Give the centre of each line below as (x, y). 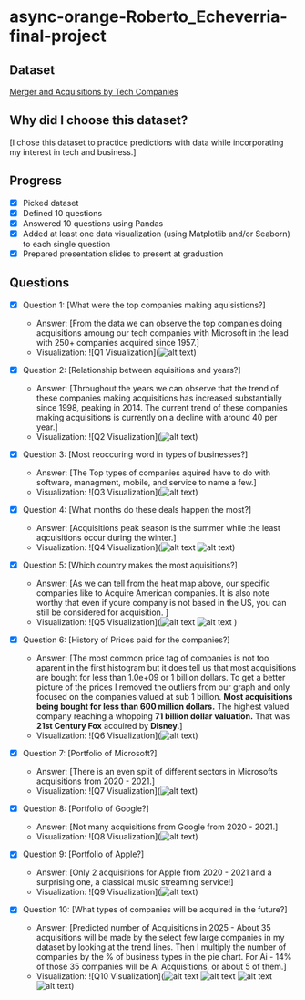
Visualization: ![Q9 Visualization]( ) (117, 892)
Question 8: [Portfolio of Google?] (86, 808)
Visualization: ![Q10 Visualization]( (100, 976)
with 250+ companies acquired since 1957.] (118, 342)
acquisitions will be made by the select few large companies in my (160, 938)
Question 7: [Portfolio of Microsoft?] (90, 754)
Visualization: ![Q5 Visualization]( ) (137, 622)
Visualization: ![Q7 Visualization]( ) (117, 791)
